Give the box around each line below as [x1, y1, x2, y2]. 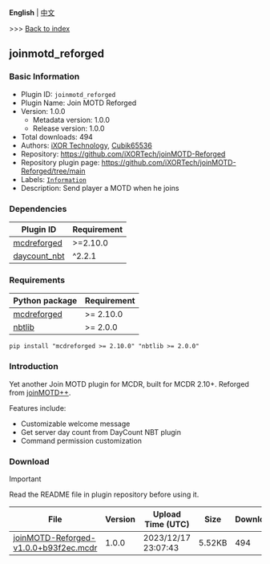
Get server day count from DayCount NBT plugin [20, 427, 181, 436]
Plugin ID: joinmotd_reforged [20, 89, 116, 99]
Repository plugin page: [20, 157, 100, 167]
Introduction [9, 361, 58, 372]
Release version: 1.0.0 [32, 124, 105, 133]
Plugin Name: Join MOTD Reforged [20, 98, 137, 108]
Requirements [9, 274, 66, 286]
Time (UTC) [144, 518, 190, 530]
